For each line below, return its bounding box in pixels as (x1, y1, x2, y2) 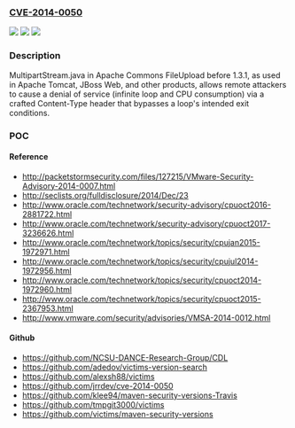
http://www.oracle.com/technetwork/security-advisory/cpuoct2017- (21, 218, 271, 229)
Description (9, 50, 61, 62)
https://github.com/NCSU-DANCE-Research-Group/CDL (21, 352, 229, 362)
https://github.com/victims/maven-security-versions (21, 409, 214, 419)
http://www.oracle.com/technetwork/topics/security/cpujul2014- (21, 255, 259, 267)
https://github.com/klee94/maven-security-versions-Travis (21, 390, 237, 401)
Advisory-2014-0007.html (21, 180, 116, 191)
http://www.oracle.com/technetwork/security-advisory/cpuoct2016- (21, 199, 272, 210)
